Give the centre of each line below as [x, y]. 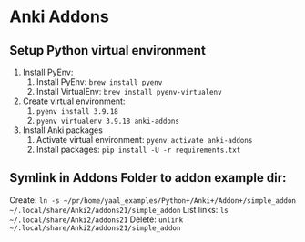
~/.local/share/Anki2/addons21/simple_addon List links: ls [119, 209]
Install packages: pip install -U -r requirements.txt [138, 149]
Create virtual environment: [74, 101]
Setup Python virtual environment [108, 50]
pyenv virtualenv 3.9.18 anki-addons [108, 121]
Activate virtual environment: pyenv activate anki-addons [144, 140]
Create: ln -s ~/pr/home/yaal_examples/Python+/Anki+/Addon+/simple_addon [153, 200]
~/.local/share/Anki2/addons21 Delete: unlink [97, 219]
